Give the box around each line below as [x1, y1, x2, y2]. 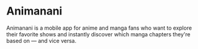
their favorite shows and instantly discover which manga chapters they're [6, 30, 191, 38]
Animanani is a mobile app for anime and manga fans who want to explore [6, 24, 192, 31]
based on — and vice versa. [6, 37, 77, 44]
